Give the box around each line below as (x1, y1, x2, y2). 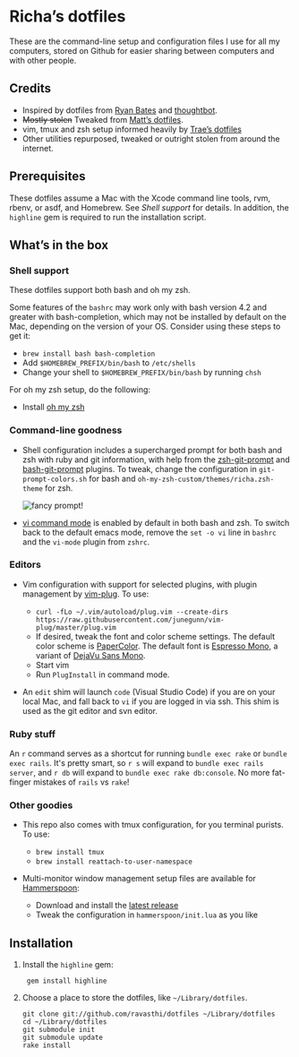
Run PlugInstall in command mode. (35, 669, 170, 680)
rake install (21, 1041, 72, 1050)
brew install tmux (35, 848, 105, 857)
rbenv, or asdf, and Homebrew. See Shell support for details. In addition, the (9, 202, 289, 212)
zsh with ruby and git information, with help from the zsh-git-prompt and (21, 454, 291, 465)
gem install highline (26, 976, 107, 986)
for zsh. (44, 482, 73, 494)
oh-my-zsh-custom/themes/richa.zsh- (137, 475, 275, 484)
